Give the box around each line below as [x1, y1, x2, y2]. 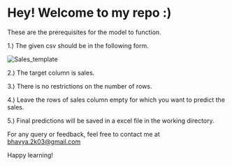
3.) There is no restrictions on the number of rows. [7, 82, 152, 90]
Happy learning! [7, 151, 54, 159]
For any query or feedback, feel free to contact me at [7, 130, 161, 138]
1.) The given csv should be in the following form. [7, 41, 149, 50]
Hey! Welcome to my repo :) [7, 5, 172, 21]
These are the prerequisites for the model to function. [7, 28, 162, 36]
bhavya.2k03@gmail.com [7, 137, 81, 146]
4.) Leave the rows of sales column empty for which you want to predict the [7, 96, 226, 104]
